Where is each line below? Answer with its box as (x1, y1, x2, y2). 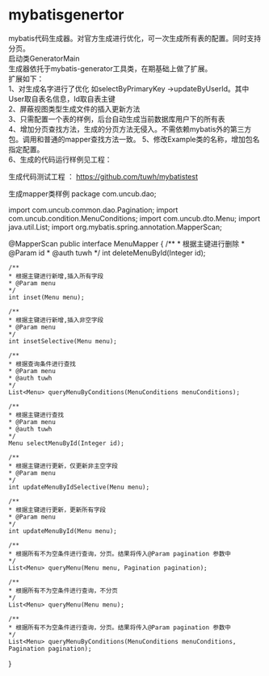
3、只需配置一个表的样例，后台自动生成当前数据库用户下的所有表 (8, 114, 225, 124)
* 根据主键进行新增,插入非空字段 (8, 316, 103, 324)
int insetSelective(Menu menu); (8, 337, 117, 345)
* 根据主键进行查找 (8, 410, 65, 419)
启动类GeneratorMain (8, 53, 80, 63)
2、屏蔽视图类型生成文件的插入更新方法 (8, 103, 141, 114)
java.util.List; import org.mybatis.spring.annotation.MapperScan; (8, 222, 222, 232)
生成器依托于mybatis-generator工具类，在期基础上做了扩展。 (8, 63, 212, 73)
